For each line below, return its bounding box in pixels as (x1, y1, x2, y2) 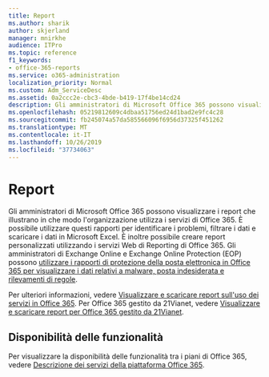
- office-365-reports (8, 64, 81, 72)
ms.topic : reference (8, 49, 78, 57)
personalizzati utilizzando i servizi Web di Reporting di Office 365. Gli (8, 241, 236, 251)
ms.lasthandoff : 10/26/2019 (8, 138, 102, 146)
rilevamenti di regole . (8, 275, 78, 284)
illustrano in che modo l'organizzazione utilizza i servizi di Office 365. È (8, 215, 243, 225)
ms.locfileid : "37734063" (8, 146, 94, 154)
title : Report (8, 11, 56, 20)
